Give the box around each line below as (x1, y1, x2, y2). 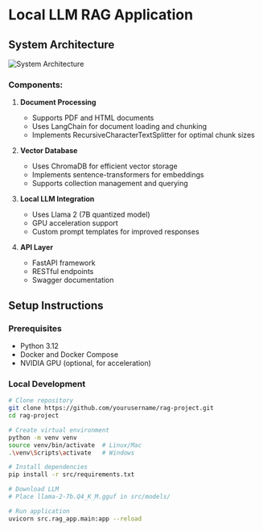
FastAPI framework (31, 258, 96, 268)
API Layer (19, 243, 54, 252)
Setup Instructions (8, 298, 104, 312)
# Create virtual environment (8, 425, 110, 434)
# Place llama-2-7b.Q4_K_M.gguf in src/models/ (8, 493, 171, 501)
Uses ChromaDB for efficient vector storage (31, 161, 179, 171)
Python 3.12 (19, 341, 59, 351)
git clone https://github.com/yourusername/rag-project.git (8, 404, 215, 413)
